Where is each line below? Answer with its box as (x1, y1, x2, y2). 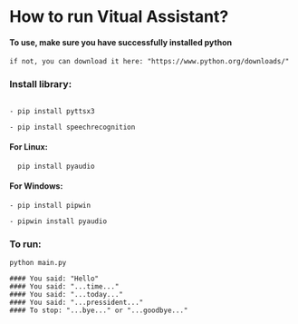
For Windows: (9, 181, 63, 191)
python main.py (9, 259, 67, 268)
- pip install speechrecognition (9, 123, 136, 132)
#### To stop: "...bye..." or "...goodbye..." (9, 306, 188, 315)
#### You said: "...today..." (9, 290, 124, 299)
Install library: (9, 78, 72, 91)
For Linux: (9, 142, 48, 152)
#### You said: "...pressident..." (9, 298, 144, 308)
